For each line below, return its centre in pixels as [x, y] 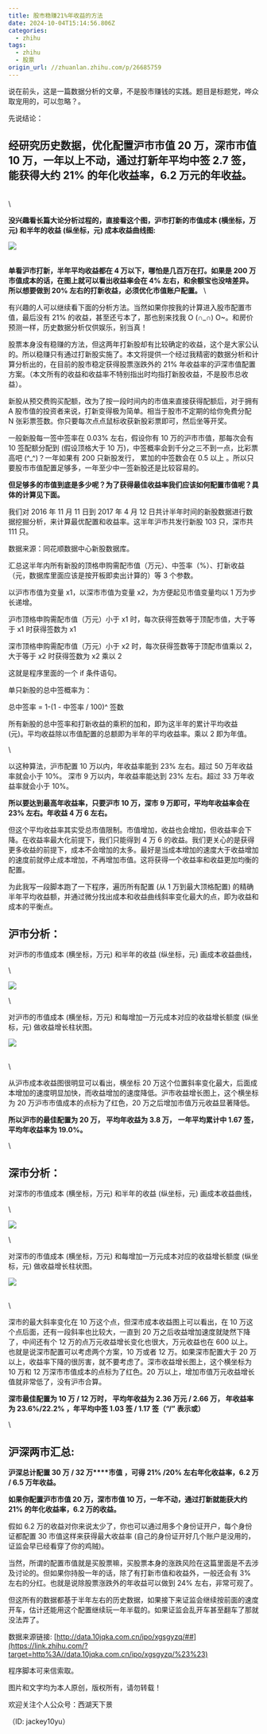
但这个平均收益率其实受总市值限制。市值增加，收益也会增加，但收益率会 [126, 830]
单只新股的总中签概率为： [50, 689]
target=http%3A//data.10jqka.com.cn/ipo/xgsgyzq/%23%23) [108, 1654]
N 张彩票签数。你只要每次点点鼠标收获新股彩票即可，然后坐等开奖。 [120, 421]
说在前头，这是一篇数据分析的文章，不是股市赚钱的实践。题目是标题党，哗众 [133, 91]
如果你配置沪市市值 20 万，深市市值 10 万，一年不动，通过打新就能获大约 [128, 1499]
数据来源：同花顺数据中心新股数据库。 [71, 548]
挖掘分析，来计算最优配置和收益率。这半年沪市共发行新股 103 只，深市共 [134, 521]
